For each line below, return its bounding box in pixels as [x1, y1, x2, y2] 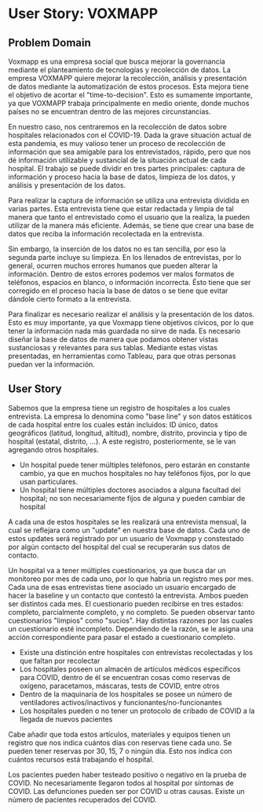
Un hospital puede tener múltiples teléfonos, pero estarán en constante [19, 460, 250, 470]
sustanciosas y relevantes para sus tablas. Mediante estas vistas [8, 343, 218, 352]
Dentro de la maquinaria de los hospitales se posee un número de [19, 689, 233, 699]
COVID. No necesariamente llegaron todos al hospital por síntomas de [8, 778, 234, 788]
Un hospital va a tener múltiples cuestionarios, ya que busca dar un [8, 565, 226, 575]
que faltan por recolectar [19, 656, 100, 665]
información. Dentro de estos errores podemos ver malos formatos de [8, 269, 235, 279]
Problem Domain [8, 36, 92, 49]
